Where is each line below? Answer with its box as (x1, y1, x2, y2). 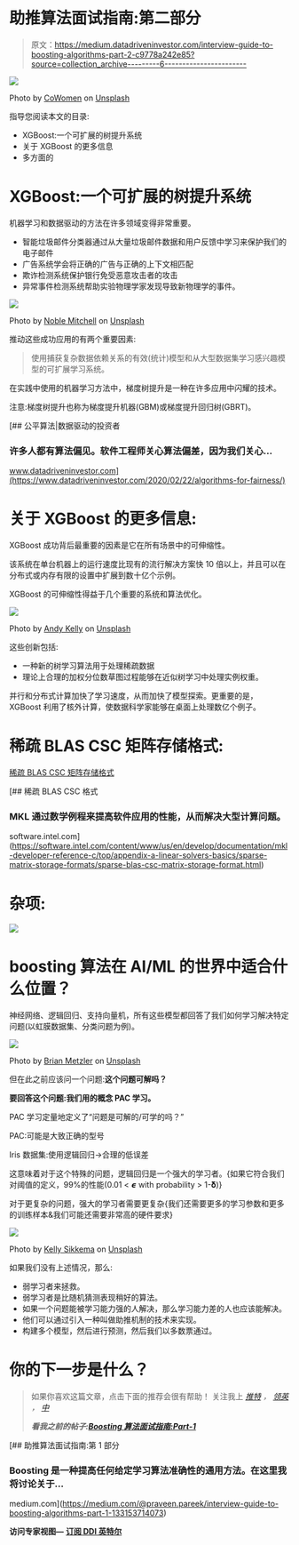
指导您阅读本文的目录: (9, 110, 90, 121)
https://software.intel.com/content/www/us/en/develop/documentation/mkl (12, 841, 288, 852)
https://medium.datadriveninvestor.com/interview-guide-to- (54, 39, 273, 50)
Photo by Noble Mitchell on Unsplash (9, 315, 145, 325)
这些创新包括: (9, 642, 59, 652)
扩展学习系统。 (54, 364, 109, 374)
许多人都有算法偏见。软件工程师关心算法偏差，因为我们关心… (9, 444, 273, 457)
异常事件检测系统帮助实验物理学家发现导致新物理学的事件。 (21, 281, 240, 292)
